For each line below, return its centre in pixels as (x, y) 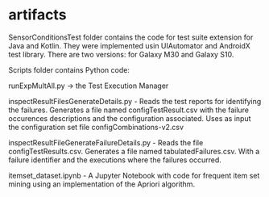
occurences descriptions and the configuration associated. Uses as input (130, 118)
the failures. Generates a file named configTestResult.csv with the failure (129, 110)
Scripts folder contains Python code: (69, 69)
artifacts (37, 15)
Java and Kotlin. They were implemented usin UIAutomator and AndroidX (130, 45)
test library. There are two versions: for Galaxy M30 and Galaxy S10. (121, 54)
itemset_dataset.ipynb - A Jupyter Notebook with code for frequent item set (134, 175)
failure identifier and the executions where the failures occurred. (115, 160)
